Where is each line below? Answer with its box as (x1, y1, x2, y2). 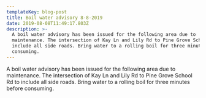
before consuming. (6, 85, 54, 92)
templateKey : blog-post (6, 9, 67, 15)
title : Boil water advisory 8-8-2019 (6, 15, 103, 21)
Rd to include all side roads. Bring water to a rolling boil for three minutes (6, 78, 190, 85)
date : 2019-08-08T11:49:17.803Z (6, 20, 89, 26)
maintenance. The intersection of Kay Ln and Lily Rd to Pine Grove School (6, 71, 193, 79)
